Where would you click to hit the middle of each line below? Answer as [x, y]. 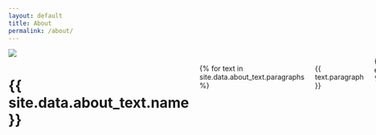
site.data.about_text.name [99, 102]
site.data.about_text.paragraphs [252, 77]
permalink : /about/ [41, 31]
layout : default [35, 16]
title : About [30, 23]
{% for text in [221, 68]
